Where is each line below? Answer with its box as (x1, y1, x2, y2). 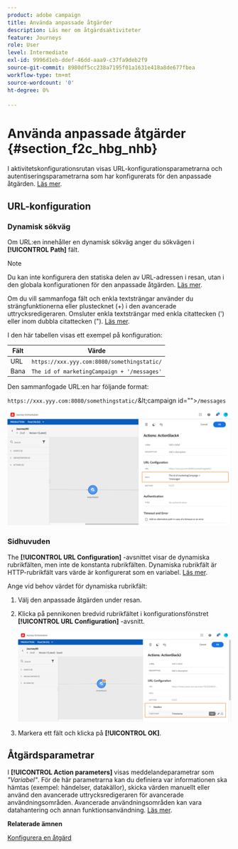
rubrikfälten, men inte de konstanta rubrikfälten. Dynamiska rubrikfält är (7, 560, 217, 569)
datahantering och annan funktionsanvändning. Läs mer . (7, 806, 173, 815)
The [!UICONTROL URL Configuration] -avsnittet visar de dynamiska (7, 553, 210, 561)
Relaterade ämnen (7, 820, 63, 828)
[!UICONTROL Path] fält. (7, 245, 80, 254)
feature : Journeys (7, 34, 62, 41)
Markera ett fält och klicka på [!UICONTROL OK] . (17, 729, 162, 737)
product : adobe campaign (7, 11, 81, 19)
